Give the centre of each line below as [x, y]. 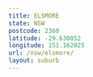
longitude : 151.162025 [46, 46]
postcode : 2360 [34, 30]
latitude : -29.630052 [45, 38]
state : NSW [27, 23]
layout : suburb [34, 61]
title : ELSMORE [34, 16]
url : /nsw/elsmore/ [41, 53]
